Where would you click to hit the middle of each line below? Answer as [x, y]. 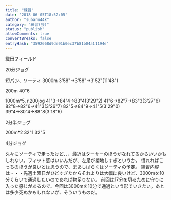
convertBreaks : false [28, 39]
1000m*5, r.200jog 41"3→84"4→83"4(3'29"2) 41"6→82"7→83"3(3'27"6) [83, 101]
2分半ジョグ [18, 122]
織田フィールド [21, 58]
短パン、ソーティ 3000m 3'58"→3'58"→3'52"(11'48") [62, 81]
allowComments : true [27, 34]
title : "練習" [20, 10]
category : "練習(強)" [27, 24]
